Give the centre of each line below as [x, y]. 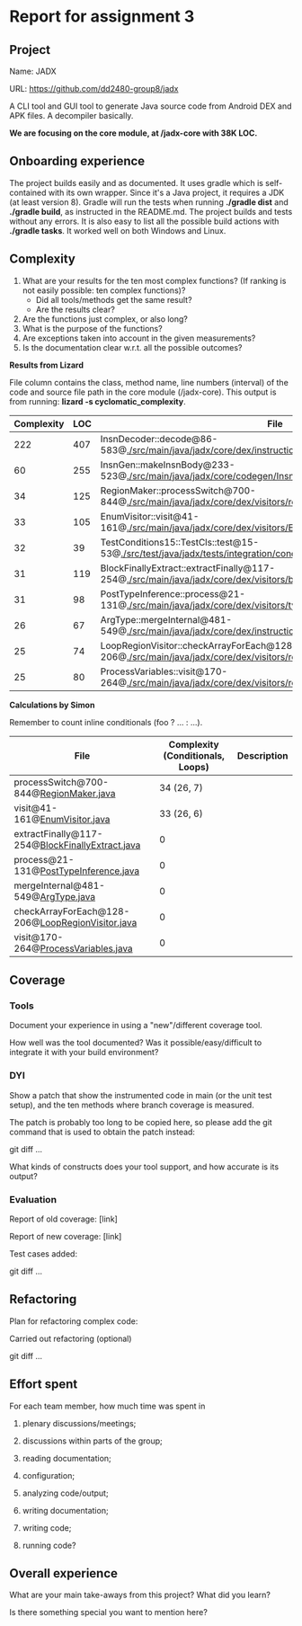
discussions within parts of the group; [93, 1441]
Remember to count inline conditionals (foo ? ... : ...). [106, 722]
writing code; [47, 1528]
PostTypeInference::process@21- [173, 593]
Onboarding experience [77, 161]
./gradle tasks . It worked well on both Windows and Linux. [118, 230]
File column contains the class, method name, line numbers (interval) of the [149, 382]
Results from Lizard [46, 365]
